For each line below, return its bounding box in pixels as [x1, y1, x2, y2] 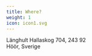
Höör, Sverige [6, 43, 41, 50]
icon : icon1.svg [6, 20, 47, 26]
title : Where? [6, 8, 42, 15]
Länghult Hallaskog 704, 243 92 [6, 37, 87, 44]
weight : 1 [6, 14, 31, 20]
